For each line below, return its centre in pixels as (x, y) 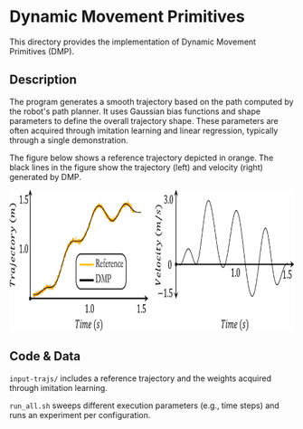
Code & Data (45, 356)
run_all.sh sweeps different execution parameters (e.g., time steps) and (145, 405)
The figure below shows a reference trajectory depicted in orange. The (142, 157)
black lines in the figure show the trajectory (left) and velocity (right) (137, 167)
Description (43, 80)
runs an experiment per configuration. (80, 415)
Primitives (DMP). (42, 51)
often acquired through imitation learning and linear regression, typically (144, 130)
